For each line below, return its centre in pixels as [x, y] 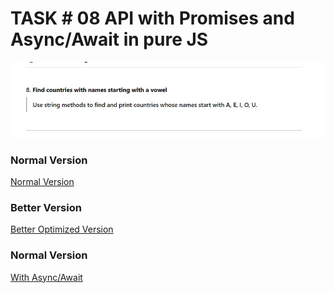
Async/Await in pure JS [109, 39]
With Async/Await [46, 277]
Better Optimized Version [62, 229]
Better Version [46, 208]
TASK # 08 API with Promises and [152, 18]
